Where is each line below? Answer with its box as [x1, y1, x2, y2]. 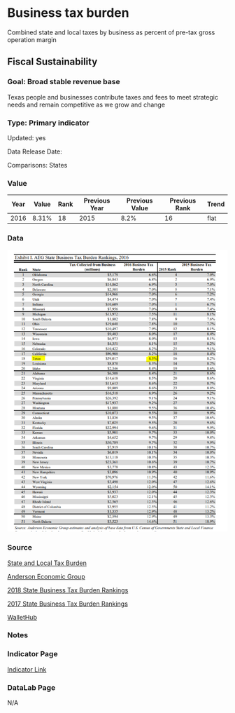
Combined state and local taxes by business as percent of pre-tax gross [7, 28, 215, 36]
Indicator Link [7, 665, 47, 674]
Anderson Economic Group [7, 572, 85, 580]
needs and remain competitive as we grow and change [7, 100, 166, 109]
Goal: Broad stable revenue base [7, 77, 120, 87]
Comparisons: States [7, 161, 68, 169]
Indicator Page [7, 649, 58, 659]
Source [7, 543, 33, 552]
